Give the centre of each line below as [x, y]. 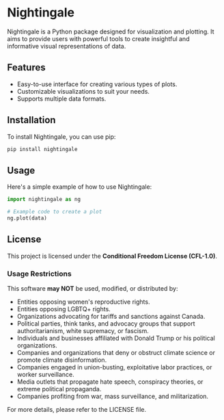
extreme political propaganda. [59, 389]
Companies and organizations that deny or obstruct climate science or [116, 352]
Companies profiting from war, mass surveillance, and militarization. [113, 396]
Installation [31, 120]
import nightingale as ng [44, 200]
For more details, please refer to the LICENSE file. [77, 409]
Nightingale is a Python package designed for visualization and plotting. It [111, 31]
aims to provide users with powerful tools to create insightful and [98, 38]
